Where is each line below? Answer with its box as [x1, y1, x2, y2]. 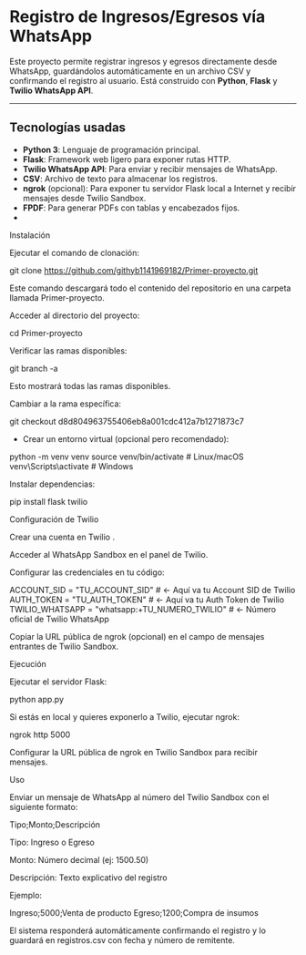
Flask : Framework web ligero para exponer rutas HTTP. [22, 153, 231, 165]
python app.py [9, 693, 65, 704]
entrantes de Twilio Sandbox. [9, 641, 119, 652]
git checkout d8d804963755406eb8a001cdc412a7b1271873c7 [9, 416, 244, 426]
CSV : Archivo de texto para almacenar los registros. [22, 173, 219, 184]
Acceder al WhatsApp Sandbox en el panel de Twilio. [9, 549, 209, 560]
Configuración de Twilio [9, 513, 99, 525]
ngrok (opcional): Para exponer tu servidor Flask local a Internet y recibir [22, 182, 297, 193]
